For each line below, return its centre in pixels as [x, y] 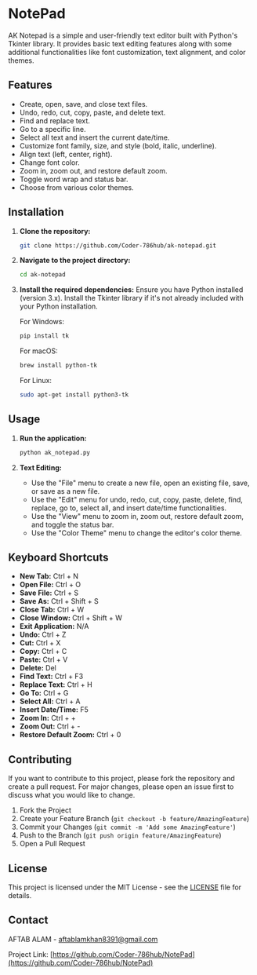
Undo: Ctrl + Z [43, 635]
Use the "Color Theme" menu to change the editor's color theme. [137, 533]
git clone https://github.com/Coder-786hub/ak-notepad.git [118, 245]
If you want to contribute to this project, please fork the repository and [121, 779]
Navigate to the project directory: [75, 261]
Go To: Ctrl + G [44, 693]
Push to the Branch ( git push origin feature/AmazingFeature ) [120, 835]
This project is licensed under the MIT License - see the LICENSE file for [125, 887]
